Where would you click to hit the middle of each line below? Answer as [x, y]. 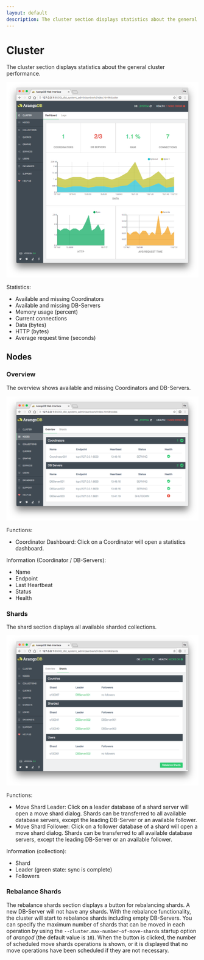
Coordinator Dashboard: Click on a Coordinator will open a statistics [100, 542]
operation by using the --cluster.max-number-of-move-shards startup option [101, 931]
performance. [23, 74]
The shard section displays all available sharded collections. [82, 627]
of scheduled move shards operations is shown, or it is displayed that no [97, 944]
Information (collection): [37, 851]
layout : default [27, 13]
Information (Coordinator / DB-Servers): [56, 560]
